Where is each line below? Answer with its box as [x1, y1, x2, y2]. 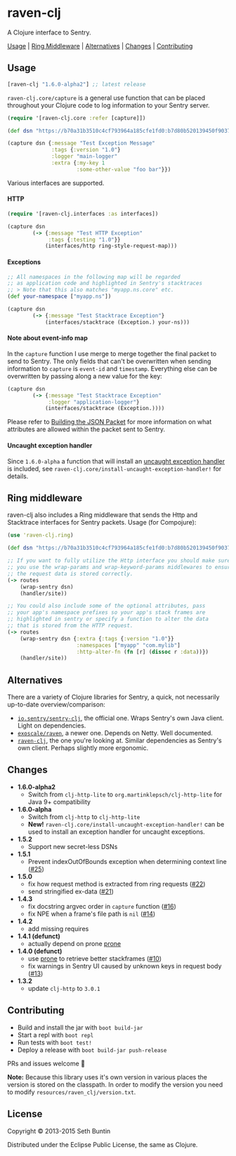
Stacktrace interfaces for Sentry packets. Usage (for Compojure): [7, 518, 197, 527]
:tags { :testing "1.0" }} [48, 236, 121, 243]
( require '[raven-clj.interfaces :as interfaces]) [7, 210, 159, 217]
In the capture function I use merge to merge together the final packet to [7, 349, 217, 357]
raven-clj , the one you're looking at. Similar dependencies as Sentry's [17, 736, 223, 745]
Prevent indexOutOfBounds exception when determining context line [27, 857, 227, 865]
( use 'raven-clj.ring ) [7, 532, 74, 539]
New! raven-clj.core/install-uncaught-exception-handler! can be [27, 820, 225, 828]
